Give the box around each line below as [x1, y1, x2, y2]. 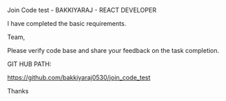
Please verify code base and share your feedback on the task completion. [7, 47, 220, 54]
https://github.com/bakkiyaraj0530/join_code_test [7, 73, 151, 81]
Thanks [7, 87, 29, 95]
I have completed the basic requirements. [7, 20, 127, 27]
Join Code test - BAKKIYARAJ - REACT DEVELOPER [7, 6, 157, 14]
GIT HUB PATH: [7, 60, 52, 68]
